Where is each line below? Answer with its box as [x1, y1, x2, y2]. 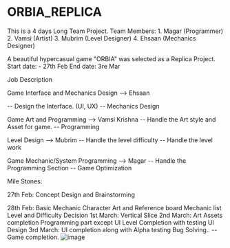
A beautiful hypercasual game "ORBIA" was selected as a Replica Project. [7, 54, 216, 63]
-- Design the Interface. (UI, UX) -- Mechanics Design [7, 102, 160, 110]
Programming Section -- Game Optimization [7, 164, 132, 172]
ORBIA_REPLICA [7, 4, 102, 20]
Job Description [7, 75, 53, 83]
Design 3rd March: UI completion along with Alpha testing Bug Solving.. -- [7, 225, 218, 234]
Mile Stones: [7, 177, 43, 185]
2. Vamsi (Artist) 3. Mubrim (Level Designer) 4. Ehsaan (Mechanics [7, 34, 196, 42]
